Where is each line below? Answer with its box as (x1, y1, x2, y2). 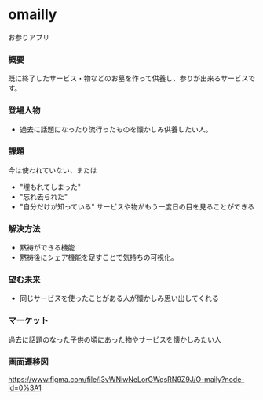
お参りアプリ (8, 32, 49, 42)
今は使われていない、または (8, 165, 97, 175)
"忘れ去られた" (19, 191, 68, 202)
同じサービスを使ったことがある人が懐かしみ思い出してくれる (19, 294, 219, 303)
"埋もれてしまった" (19, 182, 81, 191)
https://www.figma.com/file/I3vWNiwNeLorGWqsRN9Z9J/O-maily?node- (8, 375, 245, 384)
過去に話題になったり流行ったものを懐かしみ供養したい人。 (19, 124, 213, 134)
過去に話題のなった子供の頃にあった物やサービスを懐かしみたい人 (8, 335, 221, 344)
